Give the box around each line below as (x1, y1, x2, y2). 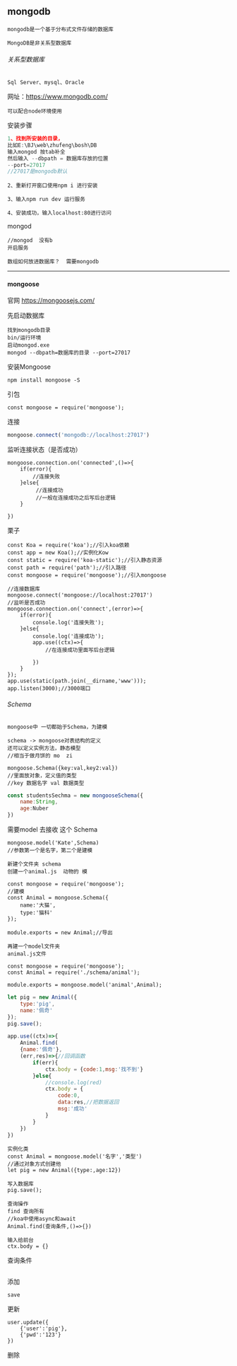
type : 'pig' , (20, 1000, 55, 1007)
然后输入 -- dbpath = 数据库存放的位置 (7, 155, 109, 162)
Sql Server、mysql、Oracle (7, 79, 85, 86)
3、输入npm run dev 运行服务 (7, 196, 86, 203)
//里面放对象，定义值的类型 (7, 771, 78, 779)
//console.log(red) (44, 1079, 102, 1086)
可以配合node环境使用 (7, 108, 62, 115)
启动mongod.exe (7, 342, 50, 349)
